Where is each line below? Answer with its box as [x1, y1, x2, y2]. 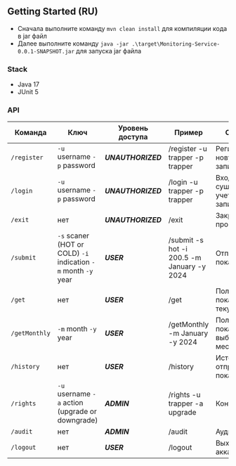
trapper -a [168, 399, 204, 408]
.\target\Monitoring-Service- [131, 40, 220, 48]
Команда [14, 128, 47, 138]
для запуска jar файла [76, 46, 142, 55]
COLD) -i [57, 249, 89, 259]
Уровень [118, 123, 149, 133]
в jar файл [17, 32, 48, 40]
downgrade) [57, 415, 98, 425]
